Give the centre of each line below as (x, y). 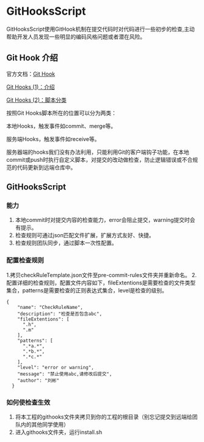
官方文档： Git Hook (31, 74)
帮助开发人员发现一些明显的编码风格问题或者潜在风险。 (76, 36)
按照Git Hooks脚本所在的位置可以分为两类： (62, 113)
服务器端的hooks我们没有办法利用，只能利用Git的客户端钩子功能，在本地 (98, 152)
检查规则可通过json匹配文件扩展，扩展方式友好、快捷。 (85, 235)
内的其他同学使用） (45, 425)
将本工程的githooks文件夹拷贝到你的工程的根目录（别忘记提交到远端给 (104, 417)
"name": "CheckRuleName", (50, 307)
